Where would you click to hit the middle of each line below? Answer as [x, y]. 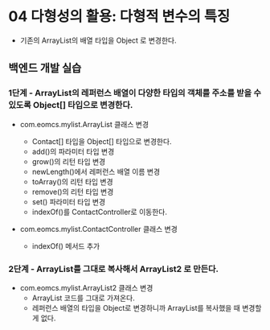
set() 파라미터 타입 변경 [69, 201]
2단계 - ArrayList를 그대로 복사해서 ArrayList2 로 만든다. [114, 269]
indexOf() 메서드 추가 [66, 245]
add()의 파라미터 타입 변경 [73, 151]
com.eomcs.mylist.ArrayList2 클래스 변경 [86, 287]
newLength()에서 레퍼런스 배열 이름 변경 [96, 171]
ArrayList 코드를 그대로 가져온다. [83, 298]
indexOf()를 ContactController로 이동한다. [99, 212]
